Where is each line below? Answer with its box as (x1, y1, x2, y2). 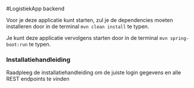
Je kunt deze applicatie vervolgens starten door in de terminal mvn (6, 34, 168, 41)
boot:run (6, 42, 28, 48)
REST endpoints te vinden (6, 76, 70, 83)
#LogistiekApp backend (6, 5, 65, 12)
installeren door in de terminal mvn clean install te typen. (6, 23, 149, 30)
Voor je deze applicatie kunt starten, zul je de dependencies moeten (6, 17, 174, 23)
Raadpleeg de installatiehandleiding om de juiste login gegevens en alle (6, 69, 182, 76)
